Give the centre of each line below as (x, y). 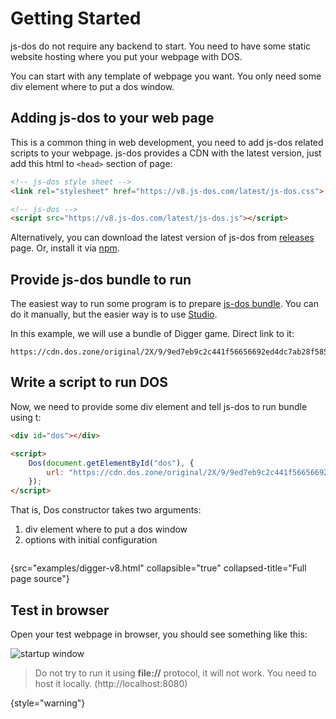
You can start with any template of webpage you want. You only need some (166, 76)
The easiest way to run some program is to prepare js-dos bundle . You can (164, 304)
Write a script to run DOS (89, 382)
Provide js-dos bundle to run (101, 279)
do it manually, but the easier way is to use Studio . (114, 314)
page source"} (40, 579)
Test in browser (60, 610)
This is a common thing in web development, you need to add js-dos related (167, 142)
